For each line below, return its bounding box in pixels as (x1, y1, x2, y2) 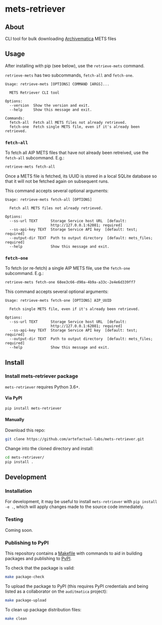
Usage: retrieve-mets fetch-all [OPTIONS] (5, 197, 92, 202)
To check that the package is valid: (5, 565, 75, 571)
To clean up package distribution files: (5, 606, 81, 612)
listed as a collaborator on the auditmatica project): (5, 588, 108, 594)
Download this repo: (5, 428, 46, 433)
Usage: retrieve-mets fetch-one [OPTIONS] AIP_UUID (5, 298, 112, 303)
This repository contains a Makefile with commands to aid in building (5, 550, 143, 556)
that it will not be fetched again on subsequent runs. (5, 178, 109, 184)
